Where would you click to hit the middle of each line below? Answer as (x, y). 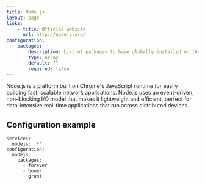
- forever (35, 165)
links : (15, 23)
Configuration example (51, 125)
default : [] (44, 63)
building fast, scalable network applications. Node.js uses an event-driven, (100, 93)
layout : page (23, 18)
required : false (49, 69)
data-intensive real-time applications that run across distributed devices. (98, 106)
